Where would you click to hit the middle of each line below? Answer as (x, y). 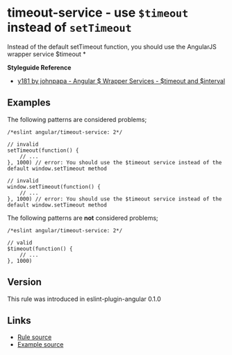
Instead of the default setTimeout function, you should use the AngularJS (112, 46)
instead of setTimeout (69, 27)
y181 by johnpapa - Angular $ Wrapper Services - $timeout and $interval (121, 80)
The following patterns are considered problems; (77, 119)
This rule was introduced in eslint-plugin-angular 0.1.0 (84, 299)
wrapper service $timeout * (47, 54)
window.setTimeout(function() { (54, 187)
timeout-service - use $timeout (98, 13)
